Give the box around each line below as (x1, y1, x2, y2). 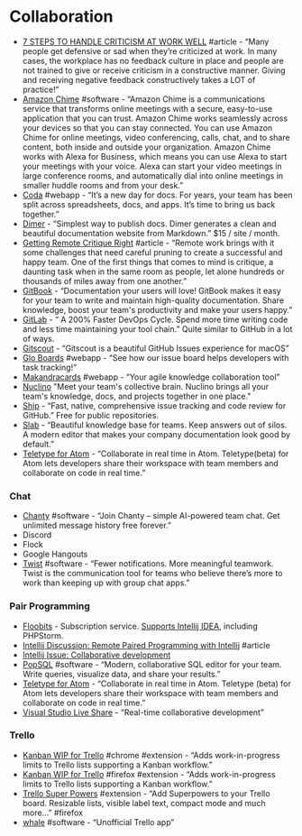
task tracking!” (22, 362, 78, 372)
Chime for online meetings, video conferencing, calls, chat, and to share (22, 132, 290, 142)
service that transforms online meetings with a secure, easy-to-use (22, 103, 273, 114)
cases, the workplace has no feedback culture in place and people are (22, 55, 284, 66)
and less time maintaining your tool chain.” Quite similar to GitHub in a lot (22, 323, 293, 335)
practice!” (22, 84, 59, 95)
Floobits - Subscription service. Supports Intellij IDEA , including (22, 620, 259, 631)
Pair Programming (9, 600, 90, 612)
